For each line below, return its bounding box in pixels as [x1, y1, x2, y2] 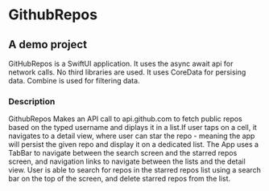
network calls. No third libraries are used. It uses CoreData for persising [8, 67, 246, 77]
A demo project [8, 38, 87, 51]
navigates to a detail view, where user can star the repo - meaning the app [8, 131, 255, 141]
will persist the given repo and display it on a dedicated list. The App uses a [8, 140, 259, 149]
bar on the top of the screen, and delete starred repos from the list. [8, 174, 231, 184]
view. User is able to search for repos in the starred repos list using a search [8, 165, 262, 175]
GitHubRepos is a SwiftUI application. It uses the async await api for [8, 59, 234, 68]
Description [8, 95, 56, 107]
